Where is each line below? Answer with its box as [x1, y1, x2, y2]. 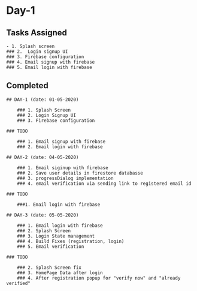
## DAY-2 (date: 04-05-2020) [6, 154, 79, 160]
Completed [6, 80, 49, 91]
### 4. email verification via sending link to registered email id [17, 181, 192, 187]
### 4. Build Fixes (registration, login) [17, 238, 125, 244]
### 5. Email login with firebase [6, 64, 93, 70]
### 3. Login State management [17, 233, 95, 239]
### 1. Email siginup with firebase [17, 164, 109, 171]
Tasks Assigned [6, 28, 68, 38]
